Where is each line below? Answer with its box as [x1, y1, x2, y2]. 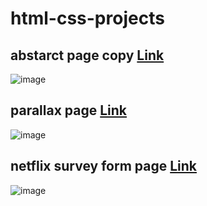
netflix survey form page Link [10, 158, 198, 175]
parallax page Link [10, 102, 128, 119]
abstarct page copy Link [10, 47, 165, 64]
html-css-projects [10, 7, 165, 30]
